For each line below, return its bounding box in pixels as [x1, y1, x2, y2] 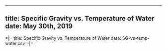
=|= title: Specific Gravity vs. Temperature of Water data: [5, 35, 121, 41]
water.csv [5, 40, 25, 46]
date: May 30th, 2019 [5, 22, 73, 30]
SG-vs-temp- [122, 35, 150, 41]
